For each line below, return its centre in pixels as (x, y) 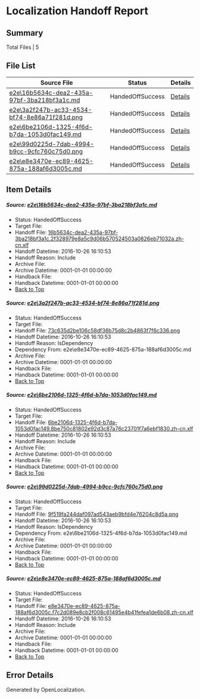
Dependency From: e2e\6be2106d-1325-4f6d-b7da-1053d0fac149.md (101, 533)
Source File (57, 83)
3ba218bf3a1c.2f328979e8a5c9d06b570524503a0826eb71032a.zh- (99, 239)
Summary (25, 33)
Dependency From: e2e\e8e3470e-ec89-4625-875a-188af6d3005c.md (103, 350)
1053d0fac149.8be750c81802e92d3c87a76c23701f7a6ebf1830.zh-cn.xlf (104, 429)
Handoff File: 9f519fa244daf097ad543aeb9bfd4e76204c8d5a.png (96, 514)
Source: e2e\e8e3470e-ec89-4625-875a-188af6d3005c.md (84, 578)
